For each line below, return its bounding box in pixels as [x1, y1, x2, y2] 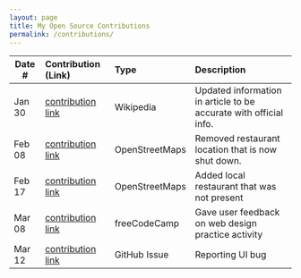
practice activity [194, 229, 263, 241]
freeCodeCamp [114, 217, 180, 230]
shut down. [194, 155, 242, 167]
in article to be [194, 96, 255, 108]
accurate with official [194, 106, 284, 119]
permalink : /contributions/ [9, 29, 115, 38]
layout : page [9, 13, 58, 22]
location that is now [194, 144, 278, 156]
